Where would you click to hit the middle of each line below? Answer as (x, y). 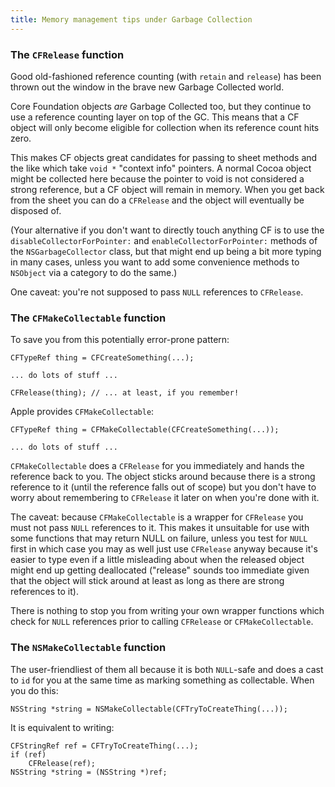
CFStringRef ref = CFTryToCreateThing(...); (104, 746)
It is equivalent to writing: (62, 727)
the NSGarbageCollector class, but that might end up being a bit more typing (166, 251)
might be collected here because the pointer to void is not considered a (157, 178)
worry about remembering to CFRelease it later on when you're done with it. (165, 498)
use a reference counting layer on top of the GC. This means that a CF (155, 117)
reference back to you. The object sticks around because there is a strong (163, 477)
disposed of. (36, 210)
